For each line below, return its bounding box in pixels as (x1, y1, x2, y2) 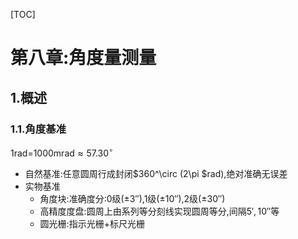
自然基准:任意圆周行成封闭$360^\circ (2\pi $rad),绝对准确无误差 (24, 167, 288, 179)
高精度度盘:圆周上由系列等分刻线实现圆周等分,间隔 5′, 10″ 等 (39, 205, 280, 217)
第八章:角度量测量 (10, 47, 157, 69)
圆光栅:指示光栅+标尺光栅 (39, 217, 145, 229)
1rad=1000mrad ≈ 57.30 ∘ (10, 145, 114, 159)
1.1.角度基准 (10, 122, 67, 136)
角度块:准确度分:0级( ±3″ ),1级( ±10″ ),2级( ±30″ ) (39, 192, 226, 204)
